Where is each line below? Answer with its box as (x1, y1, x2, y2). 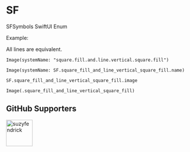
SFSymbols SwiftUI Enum (6, 23, 67, 30)
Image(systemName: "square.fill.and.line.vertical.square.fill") (6, 57, 169, 63)
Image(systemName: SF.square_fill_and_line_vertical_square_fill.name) (6, 67, 185, 73)
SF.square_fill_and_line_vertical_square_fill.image (6, 77, 138, 83)
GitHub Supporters (6, 104, 77, 114)
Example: (6, 34, 29, 41)
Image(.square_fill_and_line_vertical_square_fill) (6, 87, 135, 94)
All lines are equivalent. (6, 45, 63, 53)
